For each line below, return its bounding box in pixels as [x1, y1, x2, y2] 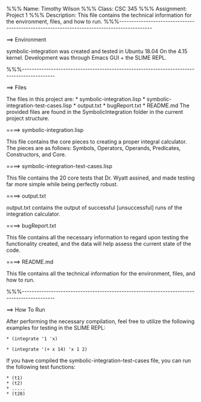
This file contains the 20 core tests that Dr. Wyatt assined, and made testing [6, 174, 195, 181]
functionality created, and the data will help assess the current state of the [6, 240, 191, 247]
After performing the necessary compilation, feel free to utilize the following [6, 318, 195, 325]
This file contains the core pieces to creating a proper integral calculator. [6, 138, 187, 145]
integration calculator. [6, 210, 60, 218]
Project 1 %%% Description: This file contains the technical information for [6, 11, 192, 19]
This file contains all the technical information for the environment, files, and [6, 270, 196, 277]
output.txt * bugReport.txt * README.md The [77, 102, 190, 109]
